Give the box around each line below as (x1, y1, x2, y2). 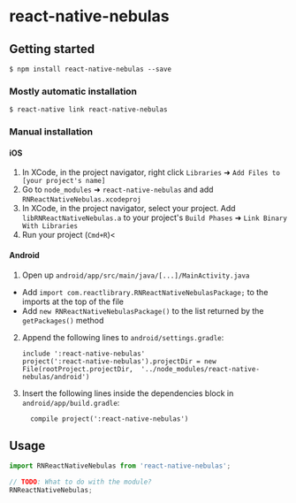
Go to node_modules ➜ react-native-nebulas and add (21, 184, 214, 195)
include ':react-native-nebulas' (21, 349, 146, 358)
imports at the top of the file (21, 296, 124, 307)
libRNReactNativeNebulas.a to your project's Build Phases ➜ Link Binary (21, 212, 287, 223)
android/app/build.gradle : (21, 397, 120, 408)
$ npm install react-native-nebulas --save (9, 65, 172, 73)
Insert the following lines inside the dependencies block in (21, 387, 234, 399)
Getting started (9, 42, 95, 57)
